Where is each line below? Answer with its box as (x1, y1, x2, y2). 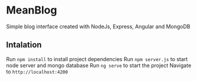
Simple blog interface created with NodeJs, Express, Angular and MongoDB (6, 23, 191, 30)
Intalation (6, 40, 42, 50)
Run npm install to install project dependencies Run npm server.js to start (6, 55, 188, 62)
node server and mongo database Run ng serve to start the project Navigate (6, 62, 192, 69)
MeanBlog (6, 4, 57, 17)
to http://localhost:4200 (6, 68, 68, 75)
